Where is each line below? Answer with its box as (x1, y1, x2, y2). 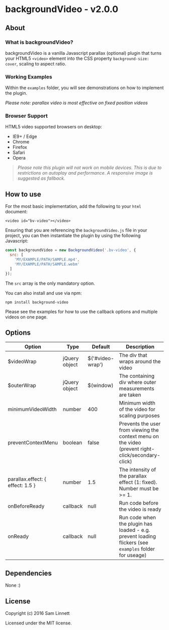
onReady (8, 533, 29, 540)
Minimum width (119, 400, 156, 407)
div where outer (119, 379, 156, 386)
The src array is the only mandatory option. (5, 280, 96, 286)
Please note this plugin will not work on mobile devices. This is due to (17, 165, 162, 171)
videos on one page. (5, 313, 48, 320)
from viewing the (119, 427, 159, 434)
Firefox (12, 144, 28, 150)
